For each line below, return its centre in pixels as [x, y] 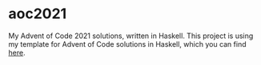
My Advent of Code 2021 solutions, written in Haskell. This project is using [131, 36]
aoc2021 [38, 14]
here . [17, 52]
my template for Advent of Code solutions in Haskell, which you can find [127, 44]
